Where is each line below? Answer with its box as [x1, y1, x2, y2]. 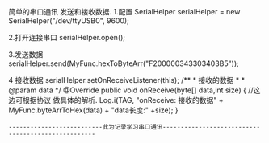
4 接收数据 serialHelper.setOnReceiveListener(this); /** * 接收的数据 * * [8, 76, 245, 84]
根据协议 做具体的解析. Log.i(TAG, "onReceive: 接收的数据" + [22, 96, 224, 104]
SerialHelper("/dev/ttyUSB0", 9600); [8, 16, 129, 26]
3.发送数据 [8, 50, 44, 59]
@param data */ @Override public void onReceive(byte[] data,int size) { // [8, 85, 254, 95]
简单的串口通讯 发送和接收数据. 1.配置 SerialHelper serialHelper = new [8, 7, 241, 16]
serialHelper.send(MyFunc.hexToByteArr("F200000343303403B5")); [8, 59, 240, 68]
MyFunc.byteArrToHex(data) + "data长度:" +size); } [8, 105, 179, 115]
